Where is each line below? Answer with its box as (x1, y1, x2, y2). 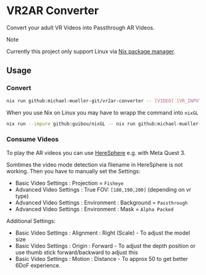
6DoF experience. (15, 262, 61, 269)
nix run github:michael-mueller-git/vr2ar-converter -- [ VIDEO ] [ (6, 97, 180, 104)
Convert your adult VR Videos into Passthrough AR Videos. (6, 24, 155, 31)
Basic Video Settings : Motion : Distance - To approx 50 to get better (15, 255, 188, 262)
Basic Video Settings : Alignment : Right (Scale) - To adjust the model (15, 229, 190, 236)
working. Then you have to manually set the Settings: (6, 167, 141, 175)
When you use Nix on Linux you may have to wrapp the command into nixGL (6, 108, 199, 116)
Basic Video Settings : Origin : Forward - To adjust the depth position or (15, 242, 196, 249)
